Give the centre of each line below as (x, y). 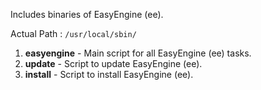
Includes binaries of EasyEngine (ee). (87, 14)
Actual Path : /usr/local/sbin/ (73, 33)
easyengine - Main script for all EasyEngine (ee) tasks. (138, 53)
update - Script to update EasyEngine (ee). (113, 63)
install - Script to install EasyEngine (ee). (109, 74)
